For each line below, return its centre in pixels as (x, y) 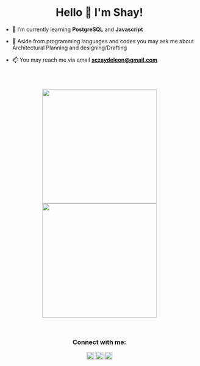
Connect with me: (99, 342)
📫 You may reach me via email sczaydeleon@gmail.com (84, 60)
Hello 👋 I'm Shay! (99, 13)
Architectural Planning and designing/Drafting (70, 48)
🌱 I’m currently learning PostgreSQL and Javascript (77, 29)
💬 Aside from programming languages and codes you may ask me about (103, 41)
